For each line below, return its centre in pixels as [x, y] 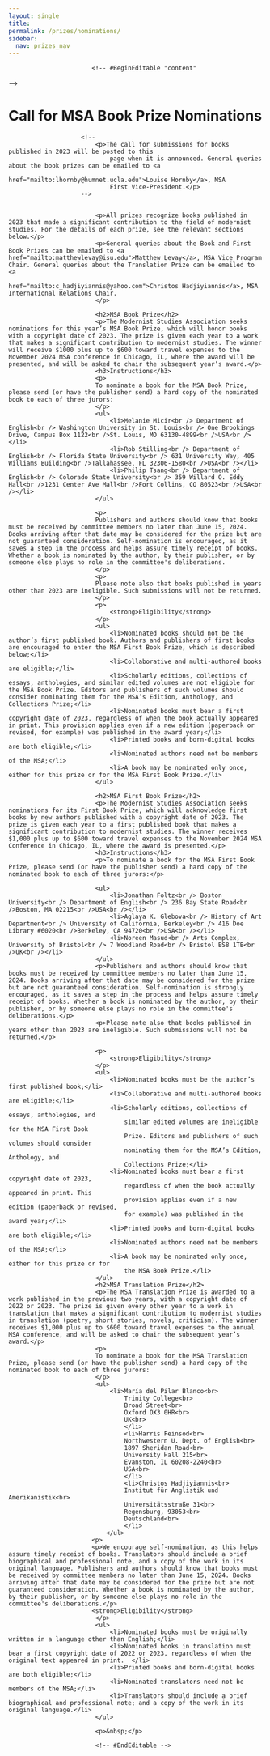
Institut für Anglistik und [171, 1490]
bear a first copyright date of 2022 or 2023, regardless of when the [130, 1654]
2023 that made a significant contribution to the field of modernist [130, 223]
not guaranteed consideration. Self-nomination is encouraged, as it [128, 542]
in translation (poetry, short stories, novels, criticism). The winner [133, 1320]
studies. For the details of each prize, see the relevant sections [126, 230]
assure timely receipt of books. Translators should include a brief [128, 1554]
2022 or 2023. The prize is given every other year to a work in [120, 1307]
